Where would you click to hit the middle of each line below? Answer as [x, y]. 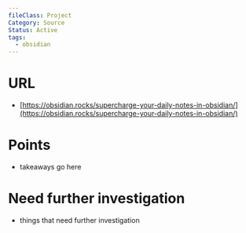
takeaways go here [50, 167]
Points [29, 145]
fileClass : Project [40, 15]
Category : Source [37, 23]
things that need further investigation [79, 220]
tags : [17, 37]
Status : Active [33, 30]
